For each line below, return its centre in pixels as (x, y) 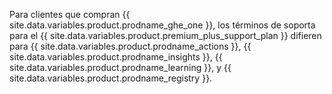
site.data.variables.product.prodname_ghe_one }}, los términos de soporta (162, 25)
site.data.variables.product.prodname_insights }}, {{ (116, 57)
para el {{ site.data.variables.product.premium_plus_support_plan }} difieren (165, 35)
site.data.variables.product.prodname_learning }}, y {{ (120, 67)
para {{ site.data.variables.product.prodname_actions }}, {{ (130, 46)
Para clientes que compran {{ (70, 14)
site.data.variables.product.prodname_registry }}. (111, 78)
